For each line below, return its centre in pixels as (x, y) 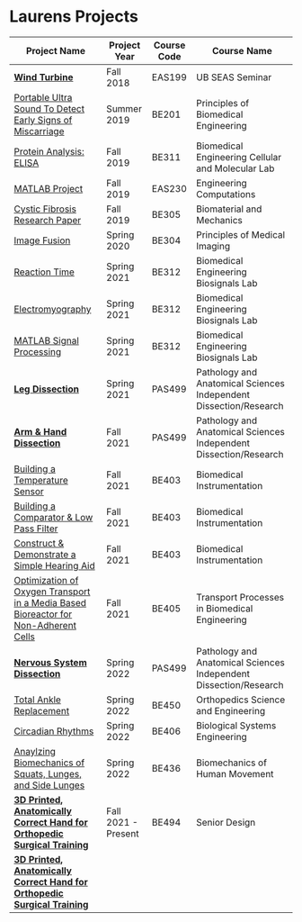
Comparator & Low (53, 517)
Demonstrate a (45, 554)
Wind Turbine (44, 77)
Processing (38, 351)
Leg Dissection (46, 389)
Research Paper (48, 220)
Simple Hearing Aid (55, 565)
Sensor (29, 491)
